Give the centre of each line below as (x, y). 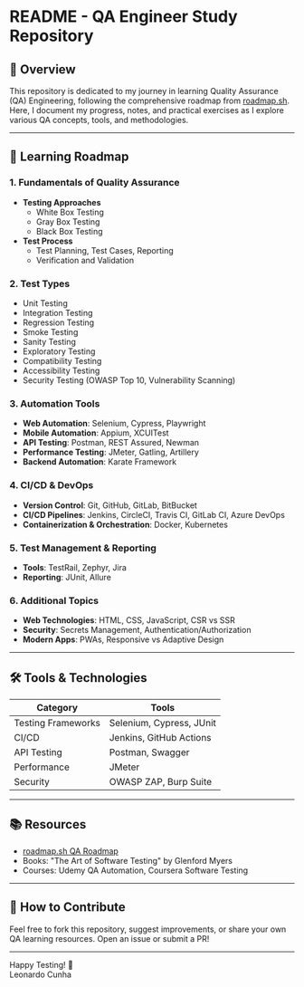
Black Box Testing (69, 231)
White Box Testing (70, 212)
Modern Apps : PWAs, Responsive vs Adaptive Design (123, 639)
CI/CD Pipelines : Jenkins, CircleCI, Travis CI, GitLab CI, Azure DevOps (153, 514)
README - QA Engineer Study (123, 17)
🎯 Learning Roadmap (69, 157)
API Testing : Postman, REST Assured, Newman (111, 443)
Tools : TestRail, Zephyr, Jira (74, 567)
